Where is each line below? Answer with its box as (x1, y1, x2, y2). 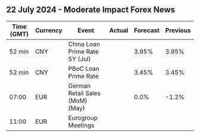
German (68, 82, 91, 90)
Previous (165, 26, 191, 35)
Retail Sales (68, 89, 101, 97)
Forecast (133, 26, 160, 35)
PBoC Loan (68, 64, 100, 73)
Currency (35, 26, 62, 35)
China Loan (68, 40, 100, 48)
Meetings (68, 121, 95, 129)
